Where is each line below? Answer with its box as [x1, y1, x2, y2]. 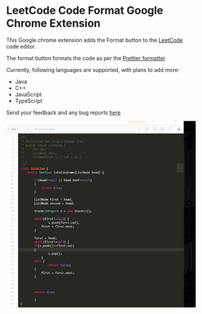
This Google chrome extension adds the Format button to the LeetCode [6, 36, 183, 43]
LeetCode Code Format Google [6, 4, 164, 18]
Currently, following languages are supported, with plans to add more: [6, 66, 180, 73]
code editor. [6, 43, 36, 50]
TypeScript [14, 97, 43, 104]
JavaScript [14, 91, 42, 98]
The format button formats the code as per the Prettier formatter [6, 54, 166, 62]
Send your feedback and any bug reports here [6, 109, 121, 116]
